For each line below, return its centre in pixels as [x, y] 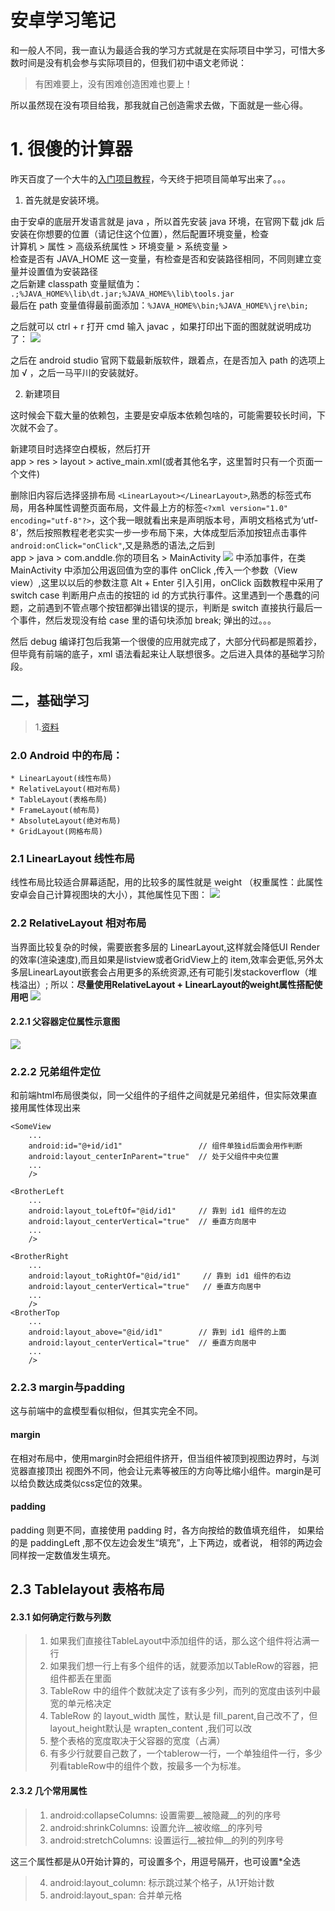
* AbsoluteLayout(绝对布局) [66, 821]
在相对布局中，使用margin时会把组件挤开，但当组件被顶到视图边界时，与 [160, 1458]
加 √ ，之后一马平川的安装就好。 [77, 372]
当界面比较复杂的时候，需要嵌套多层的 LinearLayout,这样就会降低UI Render [165, 947]
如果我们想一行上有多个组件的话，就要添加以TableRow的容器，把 [183, 1666]
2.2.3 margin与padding [68, 1387]
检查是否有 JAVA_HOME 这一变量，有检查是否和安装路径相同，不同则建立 [161, 258]
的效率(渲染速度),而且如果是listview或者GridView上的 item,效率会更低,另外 [162, 959]
